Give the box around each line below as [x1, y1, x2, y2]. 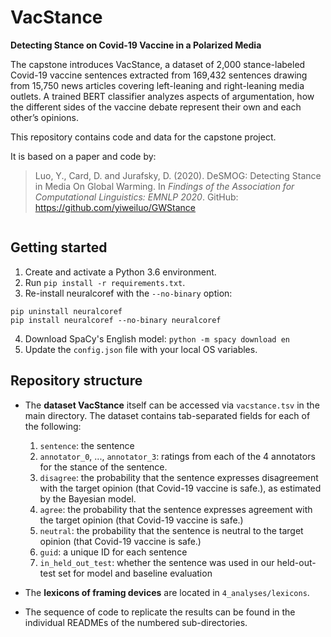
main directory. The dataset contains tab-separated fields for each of [24, 409, 311, 421]
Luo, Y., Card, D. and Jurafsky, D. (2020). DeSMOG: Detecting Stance [34, 169, 322, 181]
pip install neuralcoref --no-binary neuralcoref [10, 315, 222, 325]
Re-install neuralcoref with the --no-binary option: [24, 287, 233, 299]
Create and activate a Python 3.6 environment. [24, 266, 217, 278]
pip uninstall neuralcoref [10, 306, 123, 316]
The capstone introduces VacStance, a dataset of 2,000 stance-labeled [10, 58, 306, 70]
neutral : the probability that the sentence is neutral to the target [39, 524, 304, 536]
